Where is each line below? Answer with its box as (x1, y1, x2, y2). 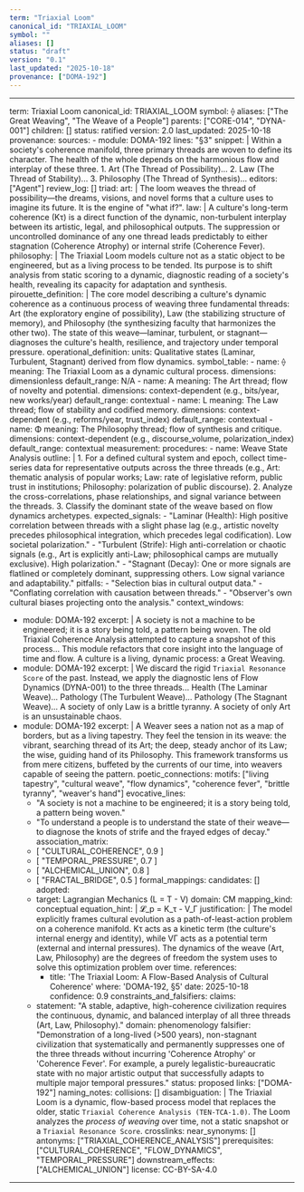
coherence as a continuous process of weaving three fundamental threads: (9, 298, 290, 309)
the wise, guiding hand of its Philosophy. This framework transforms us (22, 749, 289, 760)
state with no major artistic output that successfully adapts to (35, 1067, 265, 1079)
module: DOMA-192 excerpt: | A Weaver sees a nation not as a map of (22, 720, 284, 731)
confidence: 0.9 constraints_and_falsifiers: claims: (49, 990, 237, 1002)
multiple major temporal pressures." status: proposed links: (35, 1077, 256, 1088)
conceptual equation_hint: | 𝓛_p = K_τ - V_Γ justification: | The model (35, 903, 292, 914)
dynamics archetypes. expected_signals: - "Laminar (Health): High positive (9, 509, 289, 521)
